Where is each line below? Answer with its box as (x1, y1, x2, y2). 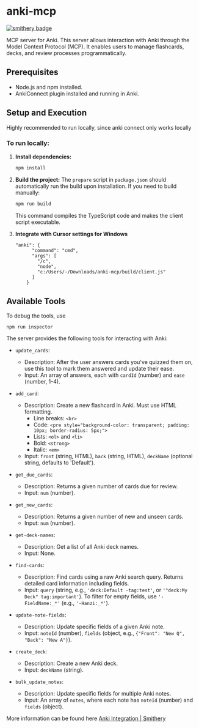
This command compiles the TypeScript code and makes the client (15, 212, 183, 219)
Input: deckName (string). (24, 666, 84, 674)
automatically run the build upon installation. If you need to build (15, 182, 177, 190)
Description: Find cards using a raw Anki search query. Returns (24, 573, 184, 581)
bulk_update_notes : (15, 678, 64, 686)
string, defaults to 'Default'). (24, 459, 96, 466)
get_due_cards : (15, 471, 53, 478)
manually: (15, 188, 40, 196)
